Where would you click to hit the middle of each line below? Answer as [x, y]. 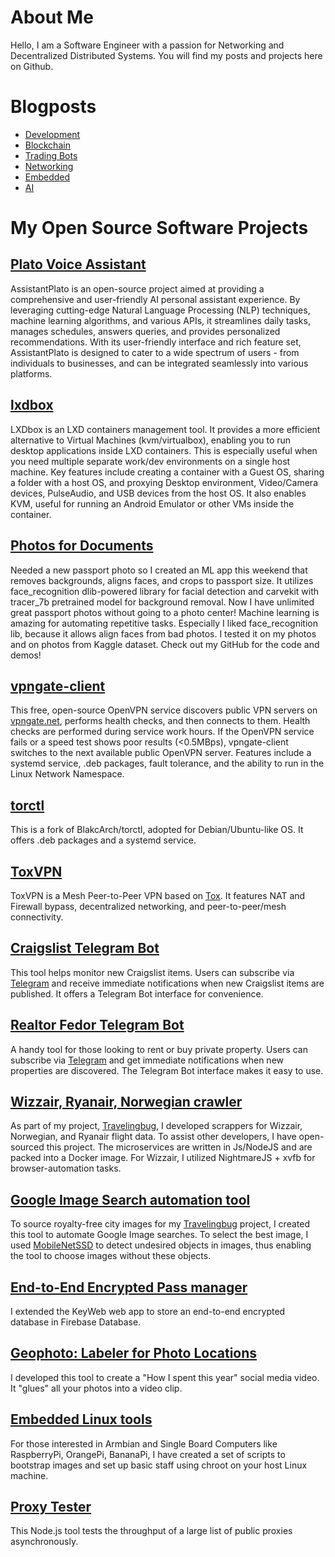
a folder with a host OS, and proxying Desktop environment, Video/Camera [164, 482]
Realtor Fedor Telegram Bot [97, 1025]
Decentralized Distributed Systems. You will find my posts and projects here [166, 55]
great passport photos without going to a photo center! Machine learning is [165, 612]
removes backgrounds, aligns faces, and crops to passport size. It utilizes [162, 580]
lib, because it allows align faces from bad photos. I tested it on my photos [163, 633]
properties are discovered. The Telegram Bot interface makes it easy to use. [167, 1070]
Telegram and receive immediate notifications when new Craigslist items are [167, 983]
